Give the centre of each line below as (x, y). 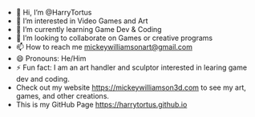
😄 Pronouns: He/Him (51, 58)
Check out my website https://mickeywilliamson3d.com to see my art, (131, 87)
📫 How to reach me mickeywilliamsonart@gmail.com (104, 47)
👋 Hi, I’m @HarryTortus (54, 12)
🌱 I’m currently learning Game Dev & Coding (89, 29)
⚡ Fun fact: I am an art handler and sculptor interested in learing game (131, 67)
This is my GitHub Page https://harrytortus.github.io (101, 105)
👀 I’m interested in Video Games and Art (82, 21)
